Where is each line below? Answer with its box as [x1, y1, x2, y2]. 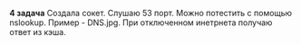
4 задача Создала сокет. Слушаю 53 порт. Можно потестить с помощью [9, 8, 293, 18]
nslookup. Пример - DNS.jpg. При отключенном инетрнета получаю [9, 17, 273, 28]
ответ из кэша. [9, 27, 66, 37]
